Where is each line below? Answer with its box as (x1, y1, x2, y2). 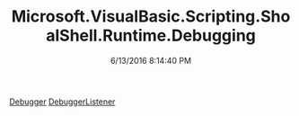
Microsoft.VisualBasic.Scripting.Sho (11, 6, 291, 27)
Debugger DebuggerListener (9, 96, 116, 107)
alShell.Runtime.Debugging (46, 25, 256, 46)
